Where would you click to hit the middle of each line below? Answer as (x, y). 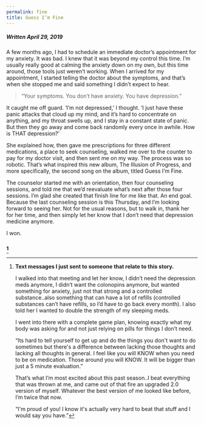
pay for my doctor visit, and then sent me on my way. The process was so (99, 158)
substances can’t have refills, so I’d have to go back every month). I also (105, 304)
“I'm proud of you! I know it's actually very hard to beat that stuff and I (103, 409)
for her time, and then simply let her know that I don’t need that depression (100, 215)
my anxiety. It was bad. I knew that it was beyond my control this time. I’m (98, 59)
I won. (14, 233)
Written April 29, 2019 (35, 37)
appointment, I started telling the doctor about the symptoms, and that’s (96, 78)
